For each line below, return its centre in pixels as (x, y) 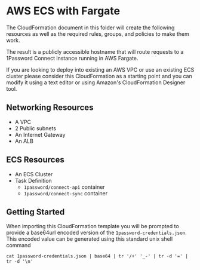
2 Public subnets (36, 128)
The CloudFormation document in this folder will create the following (90, 27)
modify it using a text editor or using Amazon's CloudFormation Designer (96, 82)
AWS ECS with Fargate (63, 11)
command (19, 246)
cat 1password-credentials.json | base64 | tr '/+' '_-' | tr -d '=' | (97, 256)
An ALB (24, 141)
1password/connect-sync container (66, 193)
